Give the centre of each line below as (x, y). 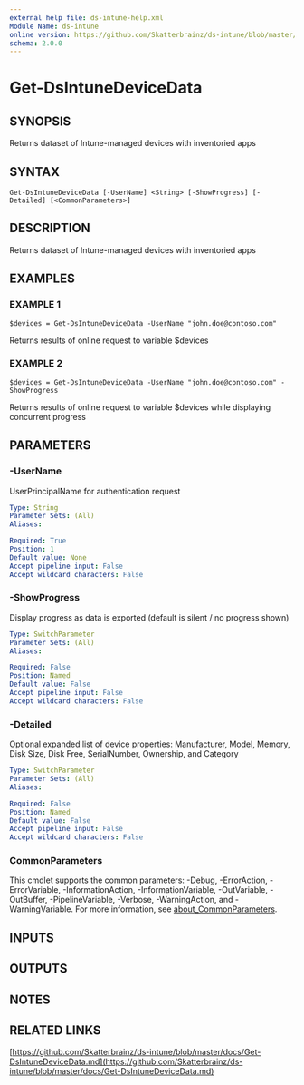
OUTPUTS (38, 968)
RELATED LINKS (55, 1030)
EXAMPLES (42, 279)
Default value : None (48, 557)
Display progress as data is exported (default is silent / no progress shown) (149, 617)
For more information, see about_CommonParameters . (176, 909)
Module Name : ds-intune (54, 26)
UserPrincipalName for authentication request (95, 491)
